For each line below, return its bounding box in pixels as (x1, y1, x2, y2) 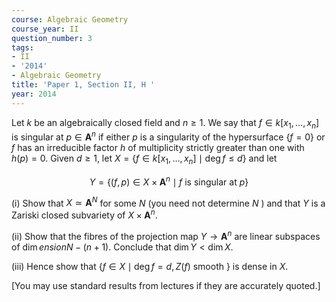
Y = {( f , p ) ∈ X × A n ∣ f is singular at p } (89, 174, 249, 188)
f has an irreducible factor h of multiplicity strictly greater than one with (11, 142, 305, 154)
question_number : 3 (11, 33, 93, 43)
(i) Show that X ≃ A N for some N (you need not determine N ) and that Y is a (11, 195, 326, 209)
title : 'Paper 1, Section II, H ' (11, 80, 156, 90)
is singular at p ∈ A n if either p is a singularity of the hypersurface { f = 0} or (11, 129, 326, 143)
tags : (11, 42, 34, 53)
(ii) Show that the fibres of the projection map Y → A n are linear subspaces (11, 228, 321, 242)
